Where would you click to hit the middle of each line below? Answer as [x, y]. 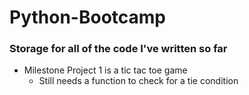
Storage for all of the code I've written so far [118, 49]
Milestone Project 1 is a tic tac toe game [105, 70]
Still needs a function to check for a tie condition [138, 81]
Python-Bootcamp [87, 17]
